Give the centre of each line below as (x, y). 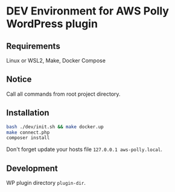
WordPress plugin (52, 24)
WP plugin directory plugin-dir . (46, 183)
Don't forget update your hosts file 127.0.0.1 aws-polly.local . (84, 149)
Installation (28, 113)
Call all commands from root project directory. (63, 94)
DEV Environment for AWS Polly (87, 11)
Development (32, 168)
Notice (19, 79)
